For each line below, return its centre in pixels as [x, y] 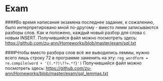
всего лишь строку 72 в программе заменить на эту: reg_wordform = [77, 57]
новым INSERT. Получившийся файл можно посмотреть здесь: [71, 38]
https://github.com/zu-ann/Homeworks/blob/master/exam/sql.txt [70, 43]
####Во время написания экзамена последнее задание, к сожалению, [80, 22]
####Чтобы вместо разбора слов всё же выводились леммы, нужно [77, 53]
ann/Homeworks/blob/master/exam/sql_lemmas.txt [57, 73]
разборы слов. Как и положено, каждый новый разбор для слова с [75, 32]
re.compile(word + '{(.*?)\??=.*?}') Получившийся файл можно [73, 63]
